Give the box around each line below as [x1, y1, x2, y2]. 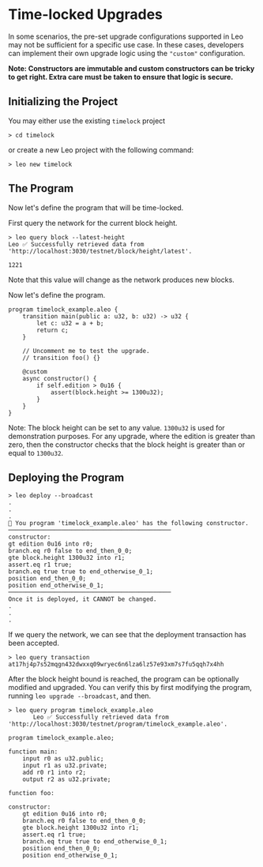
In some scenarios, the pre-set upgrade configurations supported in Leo [8, 32, 243, 41]
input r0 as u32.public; [22, 755, 104, 763]
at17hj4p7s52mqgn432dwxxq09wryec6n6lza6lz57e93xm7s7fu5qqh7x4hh [8, 661, 224, 669]
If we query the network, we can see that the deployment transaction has [8, 630, 247, 640]
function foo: [8, 790, 55, 798]
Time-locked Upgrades [8, 6, 163, 24]
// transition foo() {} [22, 354, 101, 362]
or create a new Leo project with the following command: [8, 144, 194, 155]
